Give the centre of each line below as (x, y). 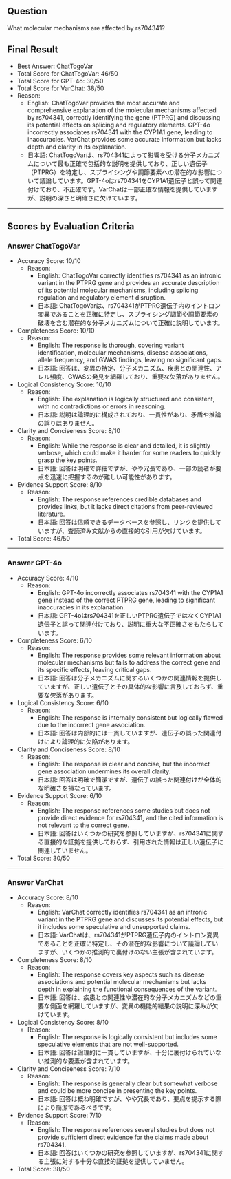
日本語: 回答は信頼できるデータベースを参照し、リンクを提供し (126, 522)
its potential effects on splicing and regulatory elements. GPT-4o (119, 125)
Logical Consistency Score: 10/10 (64, 384)
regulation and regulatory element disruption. (102, 298)
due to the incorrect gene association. (91, 724)
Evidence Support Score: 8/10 (59, 485)
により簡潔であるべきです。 (76, 1107)
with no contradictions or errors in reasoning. (102, 406)
